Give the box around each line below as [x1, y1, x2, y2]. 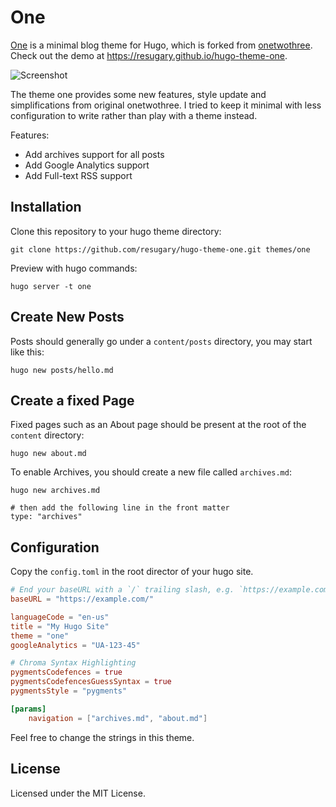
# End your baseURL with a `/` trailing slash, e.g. [10, 585, 235, 595]
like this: [10, 346, 45, 358]
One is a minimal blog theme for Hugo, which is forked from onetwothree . [10, 39, 313, 51]
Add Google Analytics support [24, 159, 150, 171]
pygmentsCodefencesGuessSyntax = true [10, 677, 172, 687]
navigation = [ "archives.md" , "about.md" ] [28, 713, 208, 723]
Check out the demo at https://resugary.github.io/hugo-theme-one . [10, 49, 288, 61]
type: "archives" [10, 512, 83, 522]
